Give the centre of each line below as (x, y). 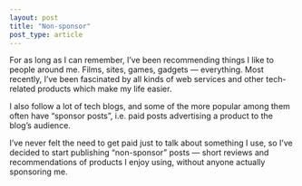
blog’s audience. (40, 126)
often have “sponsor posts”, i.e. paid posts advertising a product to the (141, 116)
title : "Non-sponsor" (50, 26)
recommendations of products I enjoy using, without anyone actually (137, 163)
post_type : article (46, 34)
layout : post (34, 18)
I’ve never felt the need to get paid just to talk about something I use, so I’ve (151, 143)
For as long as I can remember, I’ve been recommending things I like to (142, 60)
